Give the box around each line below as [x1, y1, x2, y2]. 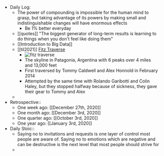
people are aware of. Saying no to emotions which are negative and [17, 136, 156, 142]
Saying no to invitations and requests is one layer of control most [17, 131, 151, 137]
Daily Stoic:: [9, 126, 35, 131]
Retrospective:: [9, 99, 41, 105]
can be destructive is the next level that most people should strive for [17, 142, 160, 147]
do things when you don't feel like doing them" [17, 36, 113, 42]
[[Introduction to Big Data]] [17, 41, 73, 47]
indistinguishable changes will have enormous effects [17, 20, 128, 26]
